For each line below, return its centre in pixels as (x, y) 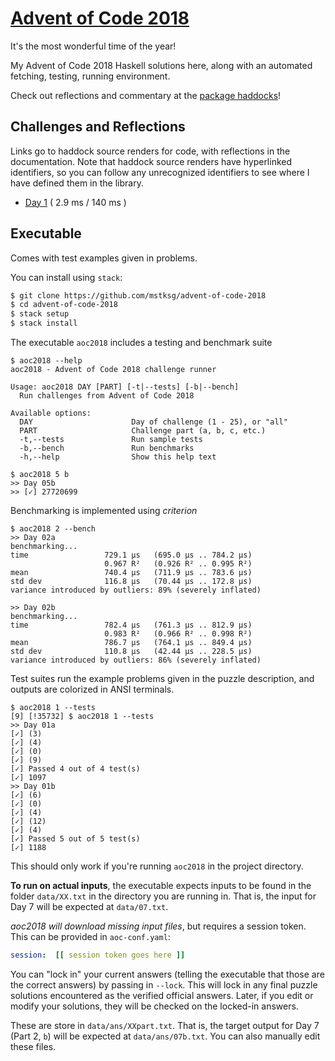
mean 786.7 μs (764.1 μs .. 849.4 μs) (131, 643)
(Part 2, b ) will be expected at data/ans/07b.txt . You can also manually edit (165, 1036)
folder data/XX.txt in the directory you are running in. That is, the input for (163, 896)
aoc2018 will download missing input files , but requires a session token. (158, 926)
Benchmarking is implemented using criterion (104, 511)
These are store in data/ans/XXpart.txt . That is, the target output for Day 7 (165, 1025)
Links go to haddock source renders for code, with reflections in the (150, 151)
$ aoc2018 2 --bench (53, 529)
